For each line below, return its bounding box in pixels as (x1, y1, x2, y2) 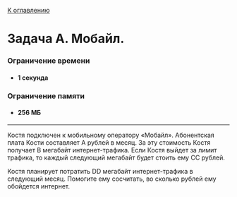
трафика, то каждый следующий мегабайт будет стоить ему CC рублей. (7, 153, 226, 162)
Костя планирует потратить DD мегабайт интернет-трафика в (7, 167, 193, 175)
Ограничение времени (7, 56, 90, 66)
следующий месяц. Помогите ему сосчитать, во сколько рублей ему (7, 174, 217, 183)
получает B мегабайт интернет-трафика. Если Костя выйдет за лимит (7, 145, 217, 154)
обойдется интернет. (7, 181, 71, 190)
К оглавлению (7, 6, 50, 14)
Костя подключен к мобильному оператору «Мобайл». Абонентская (7, 131, 215, 139)
